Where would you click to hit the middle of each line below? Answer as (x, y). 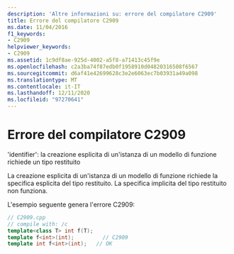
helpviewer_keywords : (39, 47)
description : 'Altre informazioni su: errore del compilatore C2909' (112, 14)
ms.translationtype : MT (43, 80)
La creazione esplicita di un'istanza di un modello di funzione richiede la (113, 175)
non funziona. (28, 190)
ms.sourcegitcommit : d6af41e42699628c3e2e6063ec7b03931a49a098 (103, 73)
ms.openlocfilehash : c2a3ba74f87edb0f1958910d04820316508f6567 (103, 67)
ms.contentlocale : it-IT (44, 87)
